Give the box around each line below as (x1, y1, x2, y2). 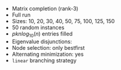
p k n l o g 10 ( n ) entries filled (11, 30, 73, 39)
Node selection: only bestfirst (11, 44, 85, 51)
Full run (11, 11, 31, 18)
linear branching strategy (11, 56, 77, 64)
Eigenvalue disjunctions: (11, 38, 72, 45)
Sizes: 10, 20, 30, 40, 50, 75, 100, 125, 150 (11, 18, 115, 24)
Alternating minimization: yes (11, 50, 84, 58)
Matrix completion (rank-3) (11, 5, 79, 12)
